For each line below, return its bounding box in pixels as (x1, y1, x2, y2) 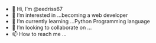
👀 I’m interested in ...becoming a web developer (11, 12, 128, 19)
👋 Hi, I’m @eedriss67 (11, 6, 63, 12)
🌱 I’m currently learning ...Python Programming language (11, 18, 151, 24)
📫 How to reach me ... (11, 31, 67, 37)
